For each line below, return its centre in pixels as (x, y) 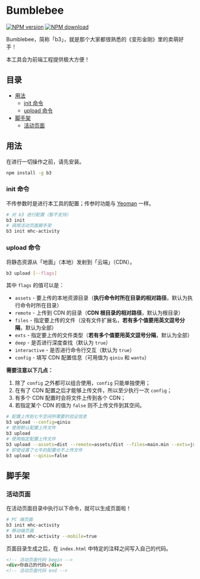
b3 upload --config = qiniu (38, 422)
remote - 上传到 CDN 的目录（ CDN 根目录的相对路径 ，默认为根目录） (99, 313)
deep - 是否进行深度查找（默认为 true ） (63, 343)
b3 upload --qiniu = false (37, 455)
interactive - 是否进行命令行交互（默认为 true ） (75, 350)
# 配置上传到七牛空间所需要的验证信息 (47, 417)
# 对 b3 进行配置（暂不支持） (39, 215)
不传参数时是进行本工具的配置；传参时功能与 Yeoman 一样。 (80, 203)
